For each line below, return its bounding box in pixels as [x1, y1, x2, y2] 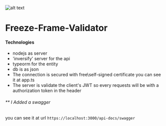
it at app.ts [12, 77, 35, 83]
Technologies [5, 39, 35, 45]
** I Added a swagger [5, 99, 51, 105]
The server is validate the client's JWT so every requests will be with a [12, 82, 159, 88]
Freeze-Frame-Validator [5, 23, 108, 34]
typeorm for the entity [12, 61, 58, 67]
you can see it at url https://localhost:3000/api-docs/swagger [5, 114, 135, 120]
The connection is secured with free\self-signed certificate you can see [12, 72, 161, 78]
